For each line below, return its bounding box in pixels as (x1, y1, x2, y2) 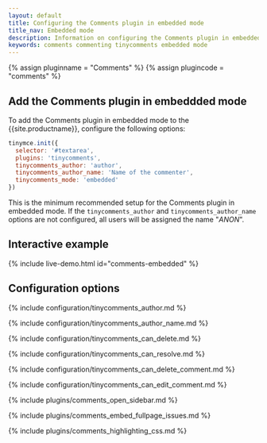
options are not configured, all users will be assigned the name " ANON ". (8, 215, 245, 225)
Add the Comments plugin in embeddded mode (8, 94, 247, 108)
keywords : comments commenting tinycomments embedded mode (8, 41, 208, 49)
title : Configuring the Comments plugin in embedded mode (8, 19, 204, 27)
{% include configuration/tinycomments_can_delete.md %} (8, 333, 201, 343)
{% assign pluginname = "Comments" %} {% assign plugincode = (8, 63, 225, 72)
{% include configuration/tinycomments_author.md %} (8, 302, 187, 312)
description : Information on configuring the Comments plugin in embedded (8, 33, 261, 42)
